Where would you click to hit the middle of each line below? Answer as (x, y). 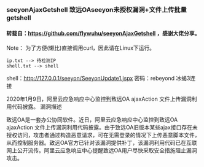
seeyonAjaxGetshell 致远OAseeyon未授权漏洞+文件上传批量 (97, 9)
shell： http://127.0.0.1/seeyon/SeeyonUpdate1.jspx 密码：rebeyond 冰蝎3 (98, 79)
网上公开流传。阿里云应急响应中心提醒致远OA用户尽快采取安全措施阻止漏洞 (102, 150)
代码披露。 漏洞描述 (37, 107)
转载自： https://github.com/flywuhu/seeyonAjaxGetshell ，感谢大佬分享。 (103, 33)
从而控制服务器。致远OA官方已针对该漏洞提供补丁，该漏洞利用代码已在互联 (102, 143)
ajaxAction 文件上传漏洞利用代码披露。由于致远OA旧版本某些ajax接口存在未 (102, 128)
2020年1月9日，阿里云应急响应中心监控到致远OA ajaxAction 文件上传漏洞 (99, 99)
